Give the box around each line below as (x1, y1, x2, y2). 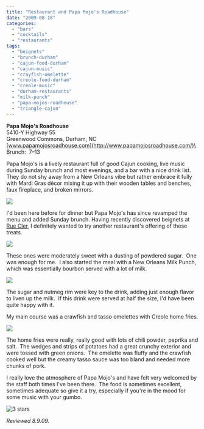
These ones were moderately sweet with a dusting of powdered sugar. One (6, 251, 197, 259)
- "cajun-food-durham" (12, 60, 69, 66)
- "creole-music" (12, 83, 56, 89)
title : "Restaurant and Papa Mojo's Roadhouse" (6, 9, 130, 15)
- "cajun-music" (12, 65, 53, 72)
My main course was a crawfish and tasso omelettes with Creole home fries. (6, 312, 199, 320)
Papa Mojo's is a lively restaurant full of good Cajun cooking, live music (6, 160, 186, 167)
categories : (6, 20, 37, 26)
